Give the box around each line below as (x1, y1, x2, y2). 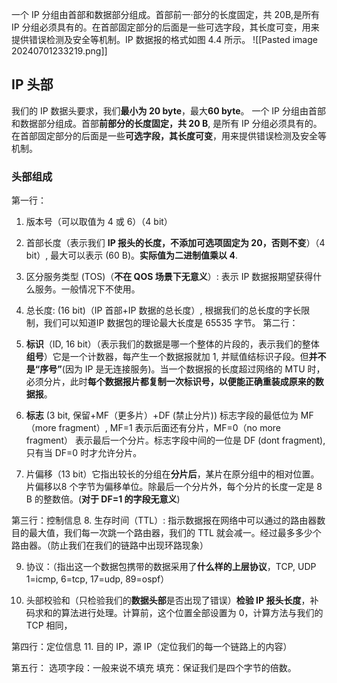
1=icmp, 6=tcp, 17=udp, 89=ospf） (25, 573, 170, 585)
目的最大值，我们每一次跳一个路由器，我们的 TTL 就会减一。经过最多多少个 (11, 527, 322, 539)
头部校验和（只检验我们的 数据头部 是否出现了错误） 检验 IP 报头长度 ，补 (25, 594, 319, 607)
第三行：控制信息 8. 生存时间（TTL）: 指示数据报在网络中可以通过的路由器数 (11, 514, 326, 527)
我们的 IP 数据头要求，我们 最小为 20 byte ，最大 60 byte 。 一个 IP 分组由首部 (11, 104, 326, 117)
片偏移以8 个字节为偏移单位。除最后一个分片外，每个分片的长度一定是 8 (25, 481, 323, 493)
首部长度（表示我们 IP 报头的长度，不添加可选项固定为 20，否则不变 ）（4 (25, 237, 326, 249)
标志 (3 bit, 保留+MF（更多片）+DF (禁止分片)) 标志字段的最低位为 (25, 409, 299, 422)
